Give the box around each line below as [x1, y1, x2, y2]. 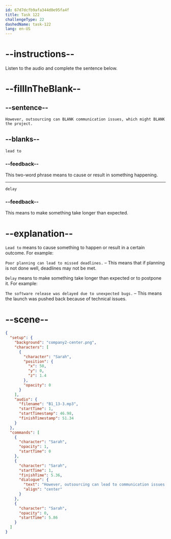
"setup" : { [10, 335, 33, 340]
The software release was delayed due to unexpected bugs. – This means [5, 290, 162, 297]
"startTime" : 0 [18, 449, 51, 454]
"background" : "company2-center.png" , [14, 340, 97, 345]
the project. [5, 121, 33, 126]
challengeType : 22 [5, 17, 44, 22]
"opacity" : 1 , [18, 444, 49, 449]
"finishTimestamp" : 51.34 [18, 416, 74, 421]
